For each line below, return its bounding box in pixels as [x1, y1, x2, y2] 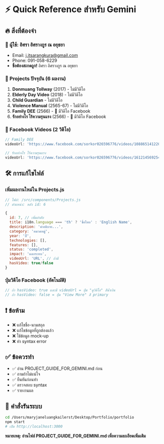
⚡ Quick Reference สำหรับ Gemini [5, 4, 137, 15]
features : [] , [9, 242, 38, 247]
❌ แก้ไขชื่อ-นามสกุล [12, 322, 45, 327]
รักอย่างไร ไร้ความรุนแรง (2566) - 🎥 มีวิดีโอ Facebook [12, 114, 106, 120]
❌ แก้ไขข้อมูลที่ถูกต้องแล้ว [12, 327, 54, 333]
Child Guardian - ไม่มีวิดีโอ [12, 97, 62, 103]
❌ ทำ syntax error [12, 338, 47, 344]
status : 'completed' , [9, 247, 54, 252]
